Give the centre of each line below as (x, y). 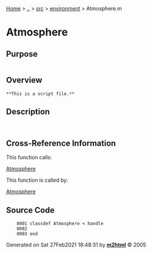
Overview (24, 80)
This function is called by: (37, 180)
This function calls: (29, 158)
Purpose (22, 54)
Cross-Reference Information (61, 143)
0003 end (27, 234)
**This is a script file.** (40, 93)
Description (28, 112)
